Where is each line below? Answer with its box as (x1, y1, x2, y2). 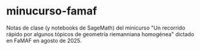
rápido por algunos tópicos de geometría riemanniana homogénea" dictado (6, 30, 195, 37)
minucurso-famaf (6, 4, 98, 18)
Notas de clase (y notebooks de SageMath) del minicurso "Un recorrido (6, 24, 186, 31)
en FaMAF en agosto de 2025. (6, 37, 82, 44)
